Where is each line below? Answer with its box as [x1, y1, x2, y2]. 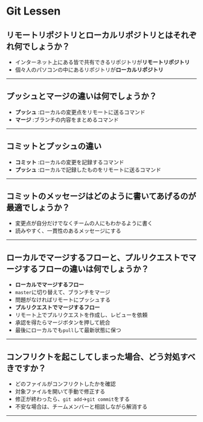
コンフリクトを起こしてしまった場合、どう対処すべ [6, 352, 196, 362]
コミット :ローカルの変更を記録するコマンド [14, 158, 124, 166]
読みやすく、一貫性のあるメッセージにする [14, 227, 121, 235]
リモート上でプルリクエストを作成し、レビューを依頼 [14, 311, 148, 319]
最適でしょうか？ [6, 203, 70, 213]
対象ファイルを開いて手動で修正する [14, 388, 106, 395]
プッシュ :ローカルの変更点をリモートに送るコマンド [14, 108, 146, 116]
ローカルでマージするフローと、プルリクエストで [6, 252, 188, 263]
